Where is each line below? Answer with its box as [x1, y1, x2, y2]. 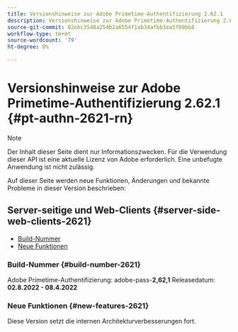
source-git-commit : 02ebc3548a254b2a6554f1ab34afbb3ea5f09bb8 [7, 23, 195, 31]
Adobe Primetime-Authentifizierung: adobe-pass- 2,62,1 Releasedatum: [7, 276, 216, 284]
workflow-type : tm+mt [7, 30, 72, 38]
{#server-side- [153, 204, 221, 216]
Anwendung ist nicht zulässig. [7, 162, 96, 171]
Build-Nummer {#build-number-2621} [7, 260, 141, 270]
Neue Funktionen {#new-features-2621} [7, 301, 149, 311]
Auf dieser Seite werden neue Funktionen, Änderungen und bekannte [7, 176, 210, 184]
